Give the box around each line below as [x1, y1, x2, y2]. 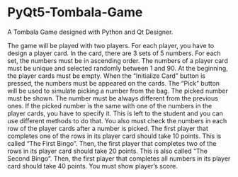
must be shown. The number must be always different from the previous [7, 93, 218, 103]
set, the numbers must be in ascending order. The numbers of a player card [7, 56, 228, 64]
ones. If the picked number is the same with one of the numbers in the [7, 101, 212, 110]
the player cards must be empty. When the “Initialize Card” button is [7, 72, 205, 80]
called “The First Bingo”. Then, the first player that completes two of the [7, 139, 217, 147]
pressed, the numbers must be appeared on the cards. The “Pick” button [7, 79, 220, 87]
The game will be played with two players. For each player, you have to [7, 41, 215, 50]
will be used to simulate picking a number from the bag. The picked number [7, 86, 228, 95]
